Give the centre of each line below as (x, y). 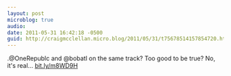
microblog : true (30, 20)
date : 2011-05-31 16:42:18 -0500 (55, 33)
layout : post (26, 13)
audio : (16, 26)
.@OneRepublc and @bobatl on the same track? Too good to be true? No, (111, 58)
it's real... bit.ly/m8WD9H (43, 66)
